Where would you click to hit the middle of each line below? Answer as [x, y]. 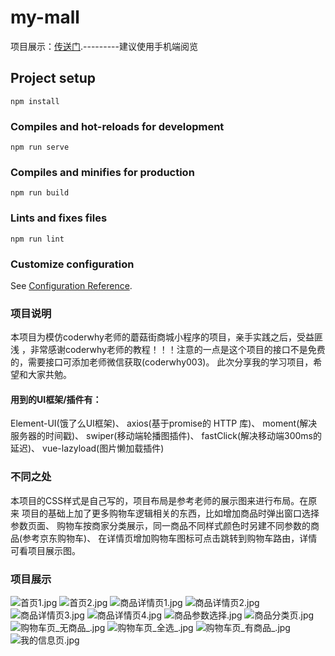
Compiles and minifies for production [102, 172]
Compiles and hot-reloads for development [117, 126]
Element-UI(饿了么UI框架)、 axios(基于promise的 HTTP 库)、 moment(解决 [164, 423]
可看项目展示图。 [45, 550]
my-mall [45, 17]
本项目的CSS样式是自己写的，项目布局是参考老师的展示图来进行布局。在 [159, 500]
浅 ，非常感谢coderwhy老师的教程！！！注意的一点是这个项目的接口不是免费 [168, 350]
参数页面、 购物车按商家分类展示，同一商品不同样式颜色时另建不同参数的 [160, 525]
